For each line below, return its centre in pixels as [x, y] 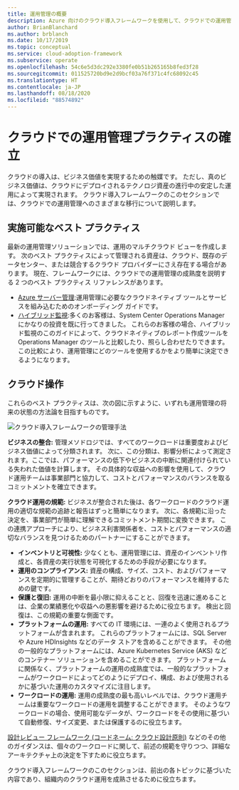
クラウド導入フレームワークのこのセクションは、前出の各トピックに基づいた [119, 770]
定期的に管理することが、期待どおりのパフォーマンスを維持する [130, 579]
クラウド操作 [36, 385]
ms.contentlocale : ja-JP [44, 87]
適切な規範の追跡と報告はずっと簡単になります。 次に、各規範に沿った [123, 511]
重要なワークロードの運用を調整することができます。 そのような [131, 704]
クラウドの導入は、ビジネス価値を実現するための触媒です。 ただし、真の [114, 176]
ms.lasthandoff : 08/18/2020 [49, 93]
